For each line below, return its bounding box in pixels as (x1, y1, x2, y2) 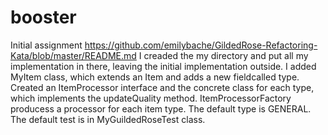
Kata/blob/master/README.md (10, 49, 137, 61)
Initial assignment (10, 39, 83, 51)
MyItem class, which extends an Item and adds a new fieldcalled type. (10, 71, 300, 83)
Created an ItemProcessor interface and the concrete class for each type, (10, 81, 315, 93)
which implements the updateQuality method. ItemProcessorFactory (10, 92, 292, 104)
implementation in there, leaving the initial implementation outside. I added (10, 60, 317, 72)
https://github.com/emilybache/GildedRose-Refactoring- (84, 39, 318, 51)
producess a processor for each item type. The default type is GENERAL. (10, 102, 312, 115)
